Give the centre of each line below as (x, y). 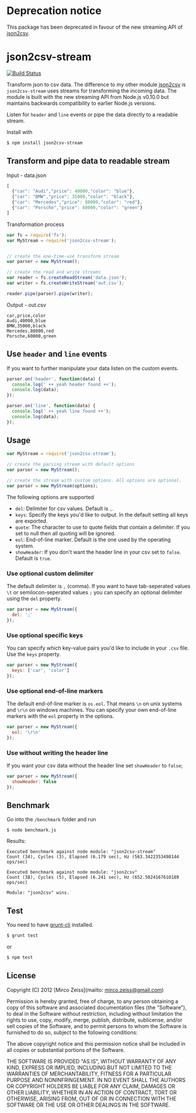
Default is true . (33, 558)
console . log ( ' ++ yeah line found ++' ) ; (62, 411)
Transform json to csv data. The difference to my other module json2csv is (96, 84)
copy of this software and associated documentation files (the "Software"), (97, 1007)
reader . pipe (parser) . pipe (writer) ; (50, 293)
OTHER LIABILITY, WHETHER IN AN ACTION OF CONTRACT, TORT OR (92, 1092)
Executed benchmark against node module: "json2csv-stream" (81, 852)
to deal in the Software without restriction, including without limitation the (94, 1013)
